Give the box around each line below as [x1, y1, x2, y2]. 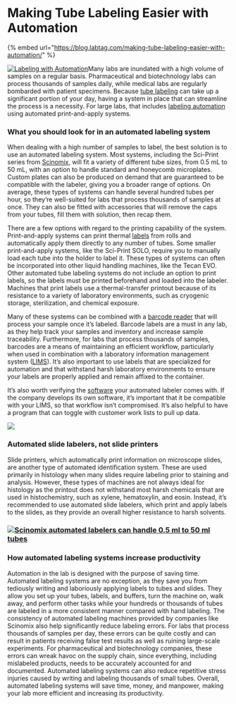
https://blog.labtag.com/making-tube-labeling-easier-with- [54, 43, 225, 51]
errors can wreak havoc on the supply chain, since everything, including [7, 651, 217, 660]
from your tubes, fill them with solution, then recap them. [7, 210, 173, 219]
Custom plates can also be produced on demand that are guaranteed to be [7, 173, 224, 181]
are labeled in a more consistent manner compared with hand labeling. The [7, 606, 225, 615]
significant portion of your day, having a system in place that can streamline [7, 94, 228, 103]
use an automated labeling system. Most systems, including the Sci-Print [7, 150, 219, 159]
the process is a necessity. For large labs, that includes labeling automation [7, 101, 225, 110]
